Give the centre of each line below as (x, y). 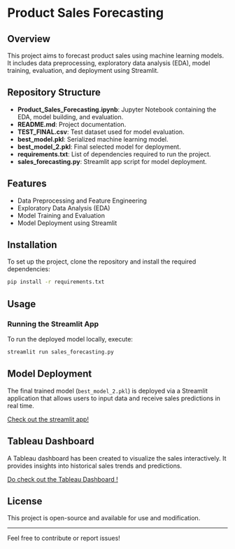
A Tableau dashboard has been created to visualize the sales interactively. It (117, 458)
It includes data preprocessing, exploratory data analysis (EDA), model (109, 63)
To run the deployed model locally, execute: (70, 339)
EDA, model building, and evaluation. (70, 116)
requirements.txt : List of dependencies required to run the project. (114, 154)
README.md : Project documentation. (72, 124)
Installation (32, 245)
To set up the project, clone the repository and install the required (102, 262)
